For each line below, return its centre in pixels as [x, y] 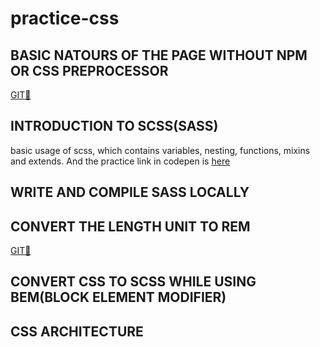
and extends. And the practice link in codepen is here [120, 161]
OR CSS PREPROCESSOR [89, 70]
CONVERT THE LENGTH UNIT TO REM [130, 226]
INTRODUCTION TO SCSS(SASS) [114, 126]
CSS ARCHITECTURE [77, 331]
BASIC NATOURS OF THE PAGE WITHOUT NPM [159, 55]
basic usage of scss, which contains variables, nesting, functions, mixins [160, 150]
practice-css [65, 18]
